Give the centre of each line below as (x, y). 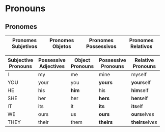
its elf (137, 106)
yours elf (141, 82)
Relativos (141, 46)
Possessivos (101, 46)
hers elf (139, 98)
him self (140, 90)
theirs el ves (144, 122)
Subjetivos (25, 46)
